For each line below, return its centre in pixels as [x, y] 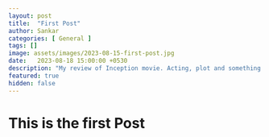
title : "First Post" [45, 23]
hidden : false [32, 83]
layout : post [30, 16]
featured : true [34, 76]
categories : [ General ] [50, 38]
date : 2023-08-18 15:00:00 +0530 [68, 61]
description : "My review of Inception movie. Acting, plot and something [135, 68]
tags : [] [23, 46]
